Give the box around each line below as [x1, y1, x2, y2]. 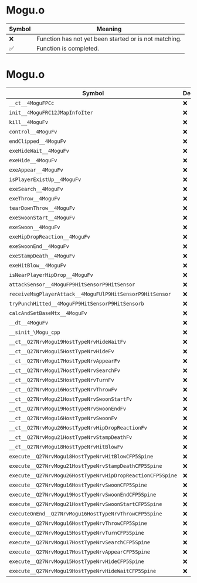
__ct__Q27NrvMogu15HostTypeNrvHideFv [9, 348, 114, 354]
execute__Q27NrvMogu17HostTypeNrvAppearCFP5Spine [9, 548, 151, 555]
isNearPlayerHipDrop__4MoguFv [9, 272, 94, 278]
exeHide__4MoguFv [9, 157, 57, 163]
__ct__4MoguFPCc [9, 99, 55, 106]
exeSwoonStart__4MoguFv [9, 214, 76, 221]
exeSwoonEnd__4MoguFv [9, 243, 69, 250]
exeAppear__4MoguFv [9, 166, 63, 173]
